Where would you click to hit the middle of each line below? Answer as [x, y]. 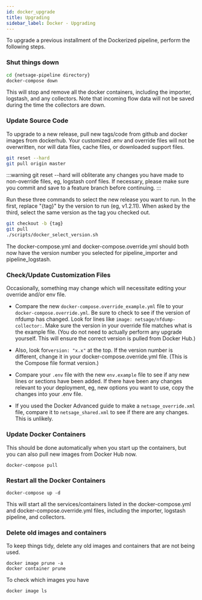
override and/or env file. [36, 295]
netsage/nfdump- [155, 320]
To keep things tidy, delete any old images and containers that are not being [100, 546]
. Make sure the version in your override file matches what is [117, 326]
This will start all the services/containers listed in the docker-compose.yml [99, 504]
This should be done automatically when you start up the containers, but [96, 447]
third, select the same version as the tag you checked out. [78, 213]
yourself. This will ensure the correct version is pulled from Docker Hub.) [105, 338]
